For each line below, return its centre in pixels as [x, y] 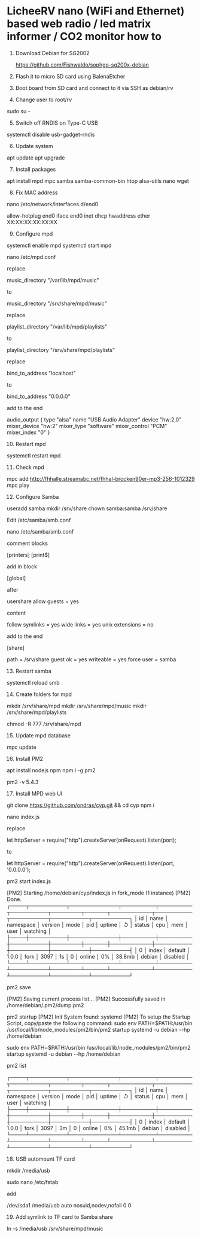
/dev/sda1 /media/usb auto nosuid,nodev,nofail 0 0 [69, 1205]
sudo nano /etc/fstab [33, 1182]
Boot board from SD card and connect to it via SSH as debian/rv [94, 88]
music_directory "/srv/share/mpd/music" [57, 303]
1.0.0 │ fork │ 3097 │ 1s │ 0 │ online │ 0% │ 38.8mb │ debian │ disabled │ [98, 956]
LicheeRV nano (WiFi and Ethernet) [96, 11]
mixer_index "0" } [28, 432]
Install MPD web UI [39, 793]
